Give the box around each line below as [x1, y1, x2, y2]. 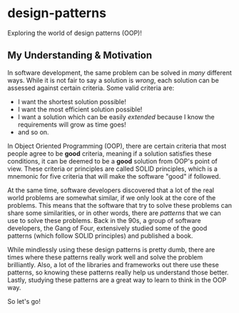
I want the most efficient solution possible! [17, 105, 143, 114]
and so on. [17, 127, 49, 136]
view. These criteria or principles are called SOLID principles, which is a [7, 164, 218, 173]
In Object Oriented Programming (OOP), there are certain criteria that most [7, 141, 227, 150]
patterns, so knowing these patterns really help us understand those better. [7, 268, 229, 277]
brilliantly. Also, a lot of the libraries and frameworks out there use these [7, 260, 220, 269]
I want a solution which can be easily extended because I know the [17, 112, 215, 121]
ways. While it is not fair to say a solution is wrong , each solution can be [7, 76, 219, 84]
